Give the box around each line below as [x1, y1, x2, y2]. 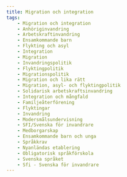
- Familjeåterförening [17, 99, 75, 105]
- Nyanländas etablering [17, 144, 80, 151]
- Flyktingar [17, 105, 50, 111]
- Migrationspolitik [17, 71, 69, 77]
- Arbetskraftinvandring [17, 32, 80, 38]
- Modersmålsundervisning [17, 116, 83, 122]
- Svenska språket [17, 156, 64, 162]
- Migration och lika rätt [17, 77, 86, 83]
